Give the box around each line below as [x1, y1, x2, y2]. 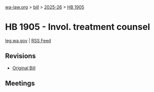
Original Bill [12, 65, 36, 71]
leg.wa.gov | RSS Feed [5, 37, 51, 43]
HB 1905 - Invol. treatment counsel [5, 22, 151, 32]
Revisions [5, 52, 36, 61]
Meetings [5, 79, 36, 88]
